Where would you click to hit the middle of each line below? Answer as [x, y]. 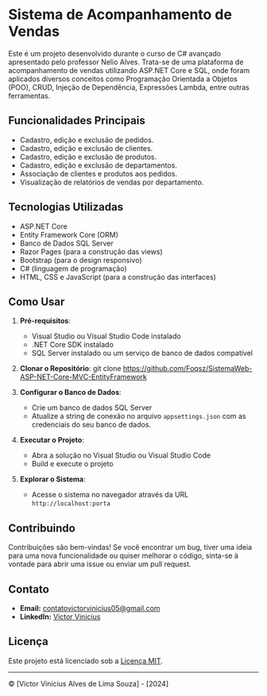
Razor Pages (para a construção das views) [91, 251]
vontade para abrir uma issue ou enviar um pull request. [100, 564]
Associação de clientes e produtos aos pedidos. [98, 173]
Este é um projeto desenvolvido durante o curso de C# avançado [114, 53]
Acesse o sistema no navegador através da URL [110, 495]
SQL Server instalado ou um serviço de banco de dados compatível [142, 353]
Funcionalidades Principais [77, 121]
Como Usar [37, 302]
